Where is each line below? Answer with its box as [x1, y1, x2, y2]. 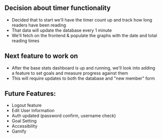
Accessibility [11, 123, 38, 129]
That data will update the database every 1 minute [11, 27, 112, 33]
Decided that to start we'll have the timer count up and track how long [11, 17, 152, 23]
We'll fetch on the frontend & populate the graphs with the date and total [11, 32, 157, 38]
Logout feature [11, 102, 42, 108]
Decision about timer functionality [4, 4, 111, 12]
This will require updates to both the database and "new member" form [11, 75, 155, 81]
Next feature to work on [4, 52, 79, 60]
